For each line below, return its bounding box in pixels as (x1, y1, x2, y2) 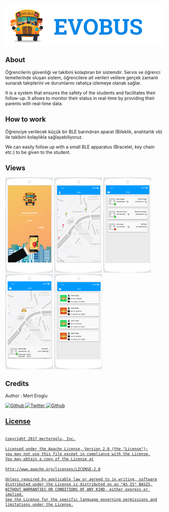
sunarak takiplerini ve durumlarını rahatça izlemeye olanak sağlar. (5, 80, 142, 86)
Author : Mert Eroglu (5, 393, 48, 399)
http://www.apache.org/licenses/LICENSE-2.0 (5, 466, 101, 472)
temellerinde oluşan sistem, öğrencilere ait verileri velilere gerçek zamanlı (5, 74, 158, 80)
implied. (5, 492, 24, 497)
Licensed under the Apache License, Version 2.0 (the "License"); (5, 446, 148, 451)
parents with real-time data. (5, 100, 63, 106)
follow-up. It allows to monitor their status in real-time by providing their (5, 95, 155, 101)
